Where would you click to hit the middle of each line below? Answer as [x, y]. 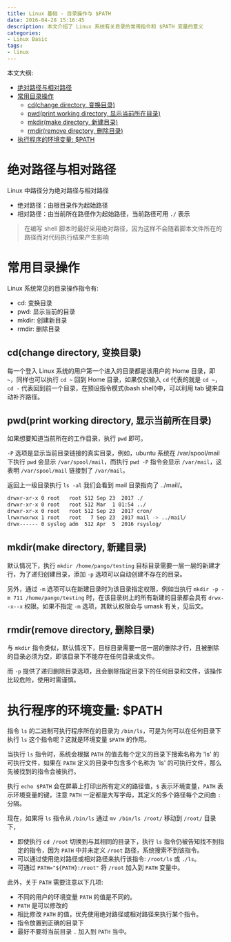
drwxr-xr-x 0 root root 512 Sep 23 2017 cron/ [80, 511]
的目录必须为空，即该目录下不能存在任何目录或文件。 [83, 656]
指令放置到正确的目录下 [50, 923]
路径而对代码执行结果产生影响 [66, 237]
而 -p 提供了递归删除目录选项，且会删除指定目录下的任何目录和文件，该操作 [115, 671]
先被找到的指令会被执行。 [43, 772]
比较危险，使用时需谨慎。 [43, 680]
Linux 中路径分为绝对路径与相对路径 [58, 190]
